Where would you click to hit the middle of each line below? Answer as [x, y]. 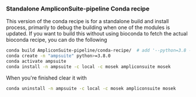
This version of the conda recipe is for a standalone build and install [87, 21]
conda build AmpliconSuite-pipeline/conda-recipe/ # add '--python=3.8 [96, 51]
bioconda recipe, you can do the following [57, 40]
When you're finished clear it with [46, 78]
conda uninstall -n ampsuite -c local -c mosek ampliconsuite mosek [91, 88]
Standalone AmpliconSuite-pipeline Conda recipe [78, 9]
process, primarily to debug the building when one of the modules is [88, 27]
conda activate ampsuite [36, 62]
